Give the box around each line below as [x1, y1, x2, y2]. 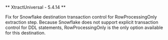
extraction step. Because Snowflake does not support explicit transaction [5, 19, 158, 25]
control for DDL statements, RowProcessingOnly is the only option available [5, 24, 163, 30]
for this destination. [5, 30, 46, 35]
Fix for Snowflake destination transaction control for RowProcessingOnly [5, 14, 157, 19]
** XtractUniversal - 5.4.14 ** [5, 4, 66, 10]
